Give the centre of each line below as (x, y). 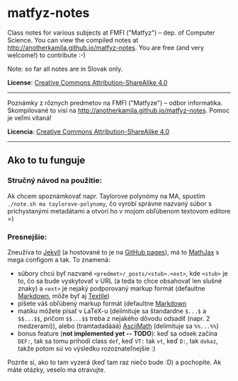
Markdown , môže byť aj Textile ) (63, 295)
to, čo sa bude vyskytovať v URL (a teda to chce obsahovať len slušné (120, 281)
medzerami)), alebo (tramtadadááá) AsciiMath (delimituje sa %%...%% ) (118, 326)
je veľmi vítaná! (29, 117)
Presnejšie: (27, 237)
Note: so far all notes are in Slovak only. (65, 69)
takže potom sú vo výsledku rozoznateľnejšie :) (86, 348)
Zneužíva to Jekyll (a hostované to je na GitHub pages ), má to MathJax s (113, 252)
